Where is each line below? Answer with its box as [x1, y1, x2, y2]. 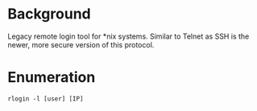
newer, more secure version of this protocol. [7, 39, 155, 49]
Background [7, 5, 91, 23]
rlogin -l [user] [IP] [7, 94, 84, 103]
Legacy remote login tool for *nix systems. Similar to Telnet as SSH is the [7, 31, 250, 41]
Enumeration [7, 68, 96, 87]
